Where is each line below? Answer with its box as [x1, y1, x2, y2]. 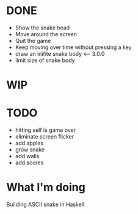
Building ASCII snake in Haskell [6, 201, 84, 208]
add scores [15, 159, 44, 166]
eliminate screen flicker [15, 133, 74, 140]
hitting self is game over [15, 126, 76, 134]
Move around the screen [15, 30, 78, 37]
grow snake [15, 146, 45, 153]
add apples [15, 139, 44, 147]
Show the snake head [15, 24, 70, 31]
